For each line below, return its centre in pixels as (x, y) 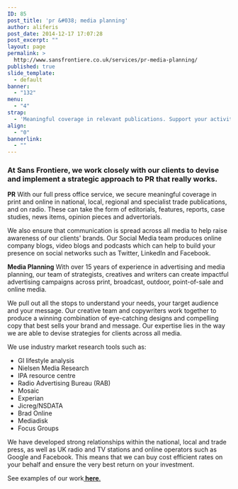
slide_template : (31, 73)
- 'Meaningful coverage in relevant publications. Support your (110, 119)
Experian (30, 398)
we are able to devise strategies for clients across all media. (95, 333)
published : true (31, 67)
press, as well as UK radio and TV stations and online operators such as (112, 449)
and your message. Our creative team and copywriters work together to (112, 311)
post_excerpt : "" (33, 40)
